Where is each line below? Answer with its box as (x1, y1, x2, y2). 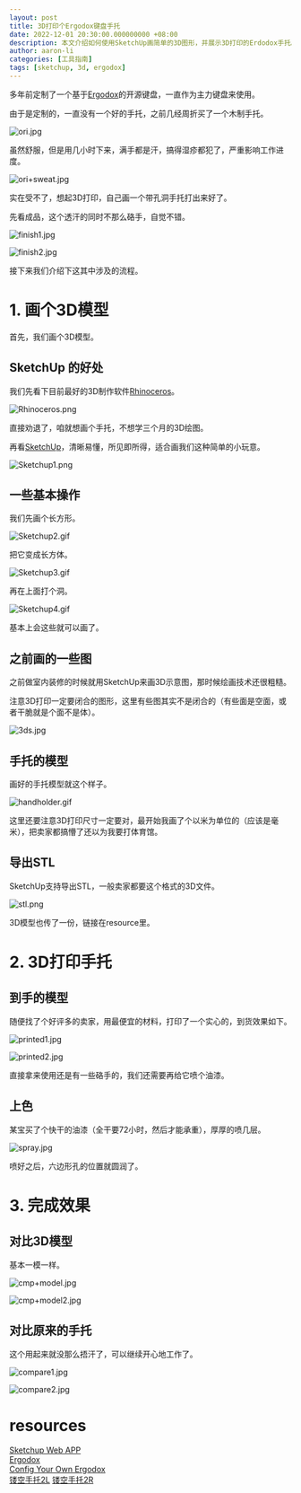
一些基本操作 (9, 487, 81, 503)
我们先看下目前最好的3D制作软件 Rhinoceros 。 (9, 385, 180, 396)
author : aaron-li (9, 47, 74, 56)
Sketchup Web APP (9, 1445, 82, 1455)
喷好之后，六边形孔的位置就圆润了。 (9, 1160, 143, 1172)
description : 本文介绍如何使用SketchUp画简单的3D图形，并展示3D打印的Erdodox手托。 (9, 38, 298, 48)
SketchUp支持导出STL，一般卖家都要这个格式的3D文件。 (9, 881, 219, 891)
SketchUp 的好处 (9, 360, 104, 375)
